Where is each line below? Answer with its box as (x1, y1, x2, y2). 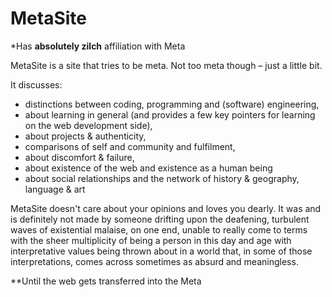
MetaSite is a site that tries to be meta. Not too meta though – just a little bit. (10, 59, 323, 71)
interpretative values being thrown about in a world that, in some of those (10, 245, 313, 257)
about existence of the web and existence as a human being (24, 162, 273, 174)
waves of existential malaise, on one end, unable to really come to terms (10, 223, 308, 236)
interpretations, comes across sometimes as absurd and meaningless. (10, 255, 299, 267)
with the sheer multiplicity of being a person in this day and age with (10, 234, 292, 246)
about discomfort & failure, (24, 151, 135, 163)
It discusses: (10, 78, 63, 91)
